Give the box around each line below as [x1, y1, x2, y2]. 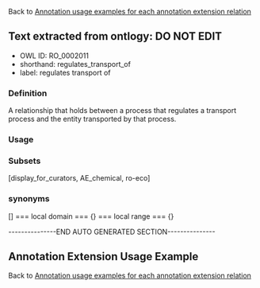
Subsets [8, 155, 41, 166]
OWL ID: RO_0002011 [19, 51, 90, 60]
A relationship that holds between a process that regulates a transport [8, 106, 237, 115]
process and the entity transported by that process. [8, 115, 177, 124]
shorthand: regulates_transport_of [19, 59, 131, 68]
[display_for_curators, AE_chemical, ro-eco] [8, 173, 151, 183]
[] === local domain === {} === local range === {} [8, 211, 174, 221]
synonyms [8, 193, 50, 204]
